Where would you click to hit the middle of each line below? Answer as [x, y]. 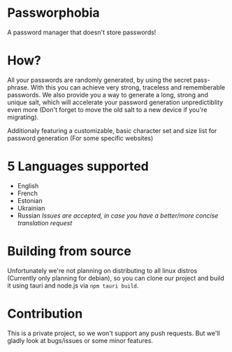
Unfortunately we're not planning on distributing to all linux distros [102, 270]
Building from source [69, 251]
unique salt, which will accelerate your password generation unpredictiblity [115, 102]
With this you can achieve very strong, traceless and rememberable [128, 87]
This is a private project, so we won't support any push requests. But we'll [114, 333]
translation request [45, 223]
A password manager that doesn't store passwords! [82, 32]
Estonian [30, 200]
